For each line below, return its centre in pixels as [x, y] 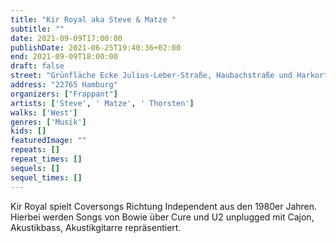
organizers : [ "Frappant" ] [64, 94]
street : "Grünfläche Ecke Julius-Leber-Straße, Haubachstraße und [151, 76]
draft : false [37, 66]
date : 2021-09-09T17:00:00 [66, 38]
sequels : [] [35, 168]
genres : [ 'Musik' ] [48, 122]
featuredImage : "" [48, 141]
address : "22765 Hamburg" [64, 85]
